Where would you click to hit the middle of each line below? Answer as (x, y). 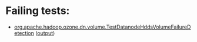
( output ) (45, 33)
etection (24, 33)
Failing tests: (38, 11)
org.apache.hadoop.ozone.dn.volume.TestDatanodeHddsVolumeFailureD (102, 27)
